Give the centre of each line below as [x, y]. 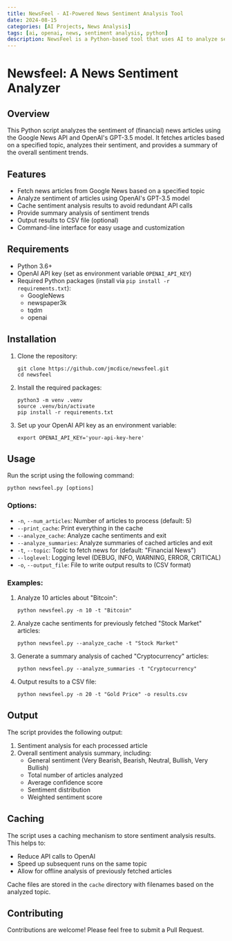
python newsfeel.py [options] [51, 488]
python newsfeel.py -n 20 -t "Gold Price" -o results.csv [102, 694]
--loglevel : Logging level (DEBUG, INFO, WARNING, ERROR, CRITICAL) [119, 557]
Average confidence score [65, 782]
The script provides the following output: [65, 732]
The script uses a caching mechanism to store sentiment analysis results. [112, 835]
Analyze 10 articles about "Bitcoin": [67, 597]
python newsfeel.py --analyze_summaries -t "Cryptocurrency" [107, 668]
